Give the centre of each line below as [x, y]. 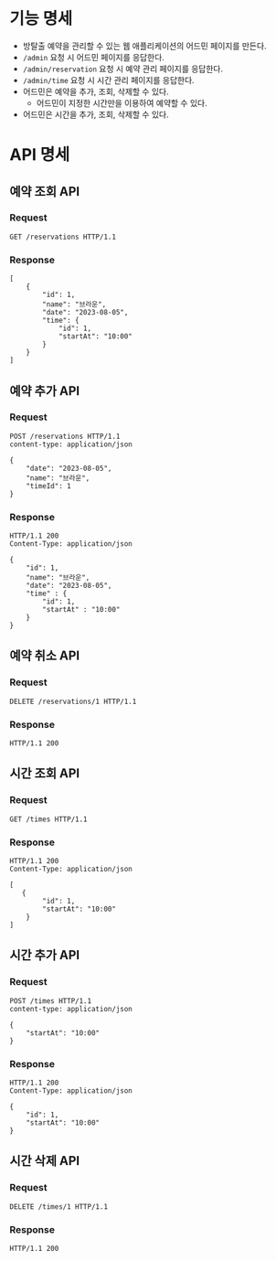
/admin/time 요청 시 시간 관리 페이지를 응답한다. [108, 80]
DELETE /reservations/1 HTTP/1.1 [73, 701]
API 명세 [40, 155]
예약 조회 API [45, 192]
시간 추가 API [45, 955]
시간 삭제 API [45, 1161]
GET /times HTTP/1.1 [49, 819]
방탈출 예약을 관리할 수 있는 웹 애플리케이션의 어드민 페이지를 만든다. [144, 46]
